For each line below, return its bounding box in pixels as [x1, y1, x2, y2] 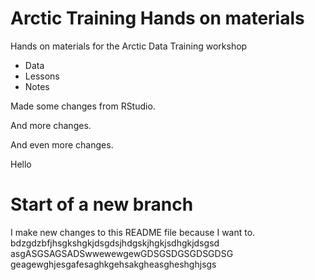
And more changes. [10, 119, 92, 131]
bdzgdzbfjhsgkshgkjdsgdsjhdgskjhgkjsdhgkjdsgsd [10, 237, 220, 249]
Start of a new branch [10, 193, 194, 216]
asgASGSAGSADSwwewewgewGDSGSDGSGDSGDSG [10, 247, 234, 259]
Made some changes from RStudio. [10, 100, 156, 112]
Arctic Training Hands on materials [10, 7, 305, 30]
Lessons [24, 70, 60, 82]
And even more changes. [10, 138, 114, 151]
